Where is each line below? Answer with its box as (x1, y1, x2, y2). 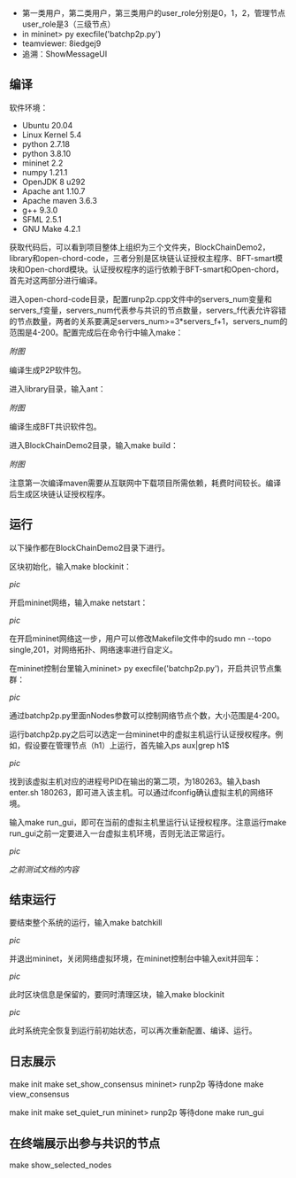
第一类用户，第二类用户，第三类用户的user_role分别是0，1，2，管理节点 (21, 8, 285, 18)
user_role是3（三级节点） (21, 19, 116, 29)
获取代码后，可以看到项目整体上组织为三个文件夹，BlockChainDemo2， (9, 242, 271, 252)
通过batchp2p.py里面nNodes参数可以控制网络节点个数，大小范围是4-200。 (9, 709, 285, 720)
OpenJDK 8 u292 (21, 176, 86, 187)
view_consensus (9, 1089, 70, 1100)
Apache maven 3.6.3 (21, 195, 97, 205)
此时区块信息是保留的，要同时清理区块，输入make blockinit (9, 989, 225, 1000)
